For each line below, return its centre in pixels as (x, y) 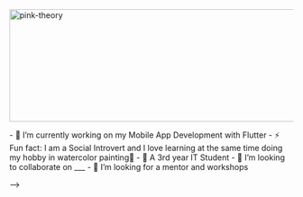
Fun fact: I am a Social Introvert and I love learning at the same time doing (146, 148)
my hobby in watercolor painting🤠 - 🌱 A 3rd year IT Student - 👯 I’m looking (147, 157)
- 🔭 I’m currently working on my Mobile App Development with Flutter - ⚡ (145, 135)
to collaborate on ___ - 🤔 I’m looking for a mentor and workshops (129, 167)
